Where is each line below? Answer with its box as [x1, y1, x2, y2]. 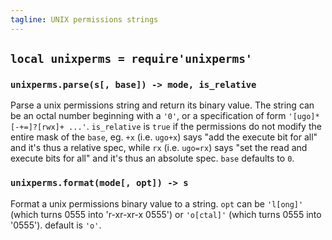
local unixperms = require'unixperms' [10, 52, 253, 66]
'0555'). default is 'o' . [10, 219, 102, 231]
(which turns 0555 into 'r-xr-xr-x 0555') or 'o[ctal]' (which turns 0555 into [10, 208, 322, 220]
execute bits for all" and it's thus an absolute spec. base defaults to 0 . [10, 152, 295, 165]
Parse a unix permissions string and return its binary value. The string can [10, 99, 315, 111]
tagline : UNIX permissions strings [10, 14, 159, 25]
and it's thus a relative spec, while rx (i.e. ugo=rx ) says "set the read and [10, 142, 308, 154]
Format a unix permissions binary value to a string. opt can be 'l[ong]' [10, 197, 304, 210]
